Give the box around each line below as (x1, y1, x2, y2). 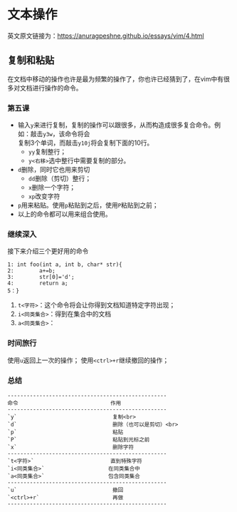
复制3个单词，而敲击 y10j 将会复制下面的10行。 (17, 138, 154, 147)
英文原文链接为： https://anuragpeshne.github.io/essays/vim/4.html (7, 31, 204, 40)
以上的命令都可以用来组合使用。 (17, 210, 112, 218)
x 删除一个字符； (28, 183, 76, 192)
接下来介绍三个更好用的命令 (7, 247, 89, 255)
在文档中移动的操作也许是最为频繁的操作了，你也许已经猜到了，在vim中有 (7, 74, 224, 83)
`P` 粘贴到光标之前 (7, 436, 150, 443)
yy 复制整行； (28, 148, 66, 156)
